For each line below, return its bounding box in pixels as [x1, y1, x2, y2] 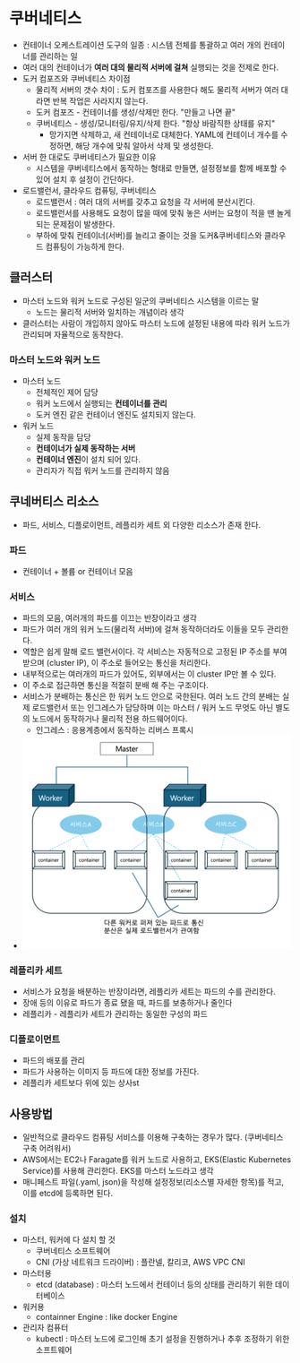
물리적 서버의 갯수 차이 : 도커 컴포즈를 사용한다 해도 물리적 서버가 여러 [35, 84, 279, 95]
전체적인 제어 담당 [35, 387, 99, 398]
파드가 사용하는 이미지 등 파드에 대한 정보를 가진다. [21, 1066, 200, 1077]
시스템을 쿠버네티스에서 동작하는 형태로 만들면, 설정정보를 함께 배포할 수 [35, 162, 287, 173]
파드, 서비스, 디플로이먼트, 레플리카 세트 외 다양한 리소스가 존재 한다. [21, 519, 261, 530]
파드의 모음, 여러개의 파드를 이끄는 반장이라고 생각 [21, 613, 197, 624]
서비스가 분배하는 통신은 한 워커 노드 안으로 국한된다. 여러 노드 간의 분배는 [21, 691, 280, 702]
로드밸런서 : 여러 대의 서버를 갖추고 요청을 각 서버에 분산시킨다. [35, 196, 255, 207]
